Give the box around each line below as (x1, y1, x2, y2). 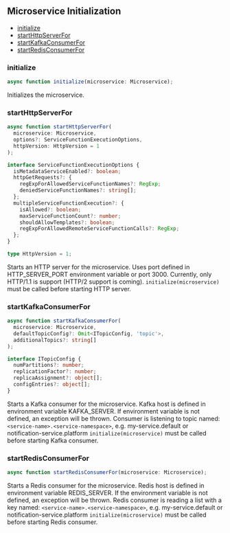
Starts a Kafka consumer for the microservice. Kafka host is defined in (7, 400, 206, 408)
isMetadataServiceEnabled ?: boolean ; (13, 168, 122, 174)
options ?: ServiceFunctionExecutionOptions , (13, 137, 143, 144)
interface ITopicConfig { (7, 355, 81, 363)
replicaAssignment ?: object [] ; (13, 374, 103, 382)
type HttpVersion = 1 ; (7, 251, 72, 258)
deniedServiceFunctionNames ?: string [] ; (19, 187, 137, 194)
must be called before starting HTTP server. (7, 284, 132, 293)
